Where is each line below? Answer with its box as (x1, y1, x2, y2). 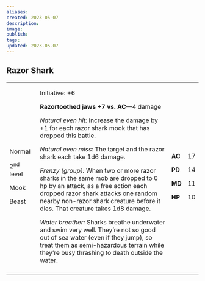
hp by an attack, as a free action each (39, 181, 148, 190)
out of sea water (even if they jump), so (39, 233, 153, 241)
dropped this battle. (39, 131, 96, 140)
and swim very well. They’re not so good (39, 226, 156, 234)
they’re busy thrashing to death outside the (39, 248, 163, 257)
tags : (6, 37, 20, 43)
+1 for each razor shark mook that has (39, 123, 150, 132)
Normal (9, 147, 31, 156)
